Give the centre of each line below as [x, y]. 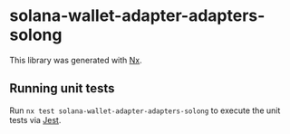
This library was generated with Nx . [76, 60]
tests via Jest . [35, 120]
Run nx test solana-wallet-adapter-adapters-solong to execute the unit [145, 110]
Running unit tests [62, 88]
